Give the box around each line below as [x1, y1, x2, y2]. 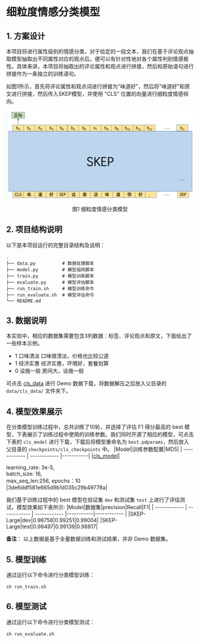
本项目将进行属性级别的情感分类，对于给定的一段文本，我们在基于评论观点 [6, 48, 189, 55]
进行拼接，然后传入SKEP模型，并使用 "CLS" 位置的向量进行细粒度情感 [11, 90, 183, 97]
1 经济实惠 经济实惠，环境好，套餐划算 [14, 360, 109, 367]
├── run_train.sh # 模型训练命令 [6, 286, 94, 291]
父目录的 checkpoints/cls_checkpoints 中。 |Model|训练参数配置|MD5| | [6, 446, 183, 453]
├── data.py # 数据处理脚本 [6, 260, 94, 266]
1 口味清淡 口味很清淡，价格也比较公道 [14, 352, 109, 360]
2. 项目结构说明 [6, 224, 62, 235]
